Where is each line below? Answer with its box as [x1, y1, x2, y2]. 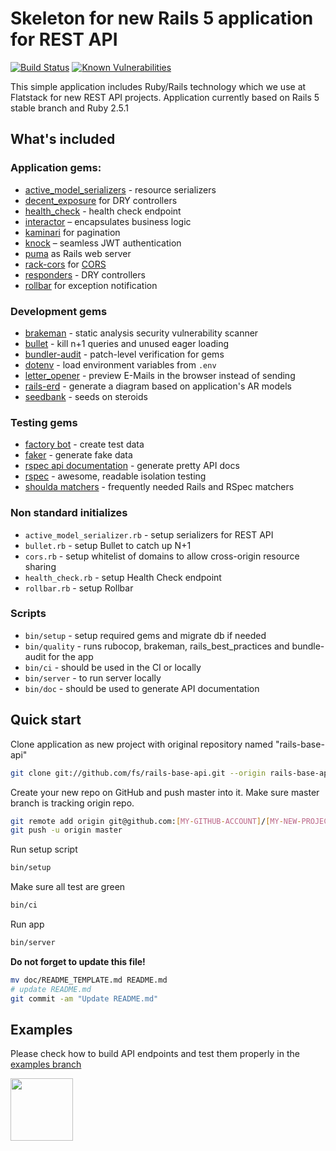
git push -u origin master [10, 825, 123, 836]
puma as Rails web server [24, 247, 132, 259]
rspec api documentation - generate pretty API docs [24, 460, 240, 472]
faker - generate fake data [24, 449, 133, 461]
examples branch [10, 1058, 82, 1071]
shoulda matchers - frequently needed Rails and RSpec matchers [24, 481, 295, 493]
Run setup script [10, 843, 78, 856]
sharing [24, 560, 57, 572]
